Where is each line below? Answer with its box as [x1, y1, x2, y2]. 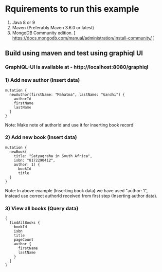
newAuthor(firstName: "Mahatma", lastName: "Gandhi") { [9, 92, 125, 97]
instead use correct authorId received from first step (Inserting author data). [5, 193, 158, 199]
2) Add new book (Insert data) [5, 134, 77, 141]
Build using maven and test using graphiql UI [5, 49, 143, 57]
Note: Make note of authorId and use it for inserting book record [5, 122, 134, 127]
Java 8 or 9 [12, 19, 35, 25]
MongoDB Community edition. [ [12, 30, 75, 36]
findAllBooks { [9, 220, 40, 225]
